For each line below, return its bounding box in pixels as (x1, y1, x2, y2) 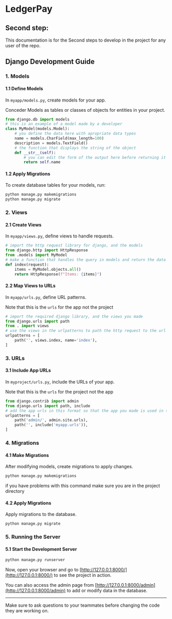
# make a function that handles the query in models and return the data (5, 257, 166, 262)
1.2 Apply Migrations (5, 170, 51, 177)
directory (5, 488, 25, 494)
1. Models (5, 73, 30, 80)
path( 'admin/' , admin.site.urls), (14, 417, 88, 423)
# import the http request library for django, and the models (5, 243, 143, 248)
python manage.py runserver (5, 557, 66, 563)
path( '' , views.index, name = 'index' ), (14, 338, 97, 343)
